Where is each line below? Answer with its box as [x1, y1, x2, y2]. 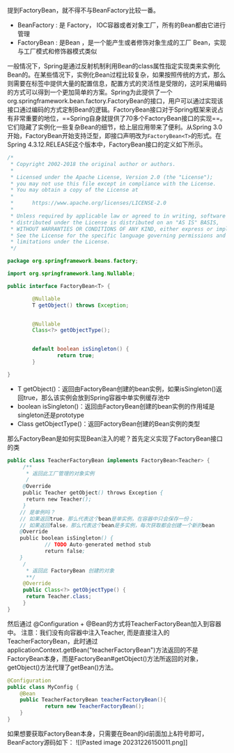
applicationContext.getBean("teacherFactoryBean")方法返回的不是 [7, 646, 198, 654]
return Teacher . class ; [25, 593, 92, 600]
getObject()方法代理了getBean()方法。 [7, 663, 118, 671]
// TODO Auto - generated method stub [44, 541, 151, 549]
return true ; [56, 352, 95, 359]
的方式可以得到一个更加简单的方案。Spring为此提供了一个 [7, 88, 173, 96]
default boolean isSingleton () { [32, 346, 130, 353]
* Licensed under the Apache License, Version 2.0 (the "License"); [10, 174, 214, 181]
